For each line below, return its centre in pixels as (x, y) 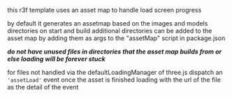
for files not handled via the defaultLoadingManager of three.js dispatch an (115, 72)
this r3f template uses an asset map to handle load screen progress (104, 10)
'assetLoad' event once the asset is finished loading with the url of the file (114, 80)
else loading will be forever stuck (57, 59)
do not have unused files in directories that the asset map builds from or (115, 52)
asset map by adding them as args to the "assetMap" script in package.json (116, 38)
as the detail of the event (43, 87)
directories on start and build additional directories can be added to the (110, 31)
